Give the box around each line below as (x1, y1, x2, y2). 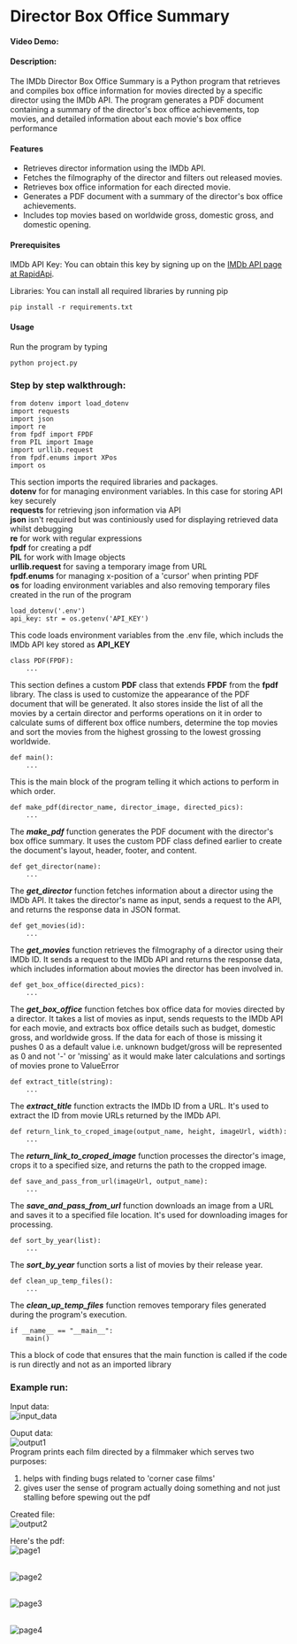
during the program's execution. (10, 1308, 127, 1320)
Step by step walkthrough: (10, 379, 126, 391)
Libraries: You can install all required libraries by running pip (10, 286, 229, 297)
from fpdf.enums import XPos (10, 453, 118, 462)
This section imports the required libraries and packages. (10, 476, 218, 487)
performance (10, 122, 58, 134)
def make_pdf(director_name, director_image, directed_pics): (10, 803, 244, 812)
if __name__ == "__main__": (10, 1326, 114, 1335)
